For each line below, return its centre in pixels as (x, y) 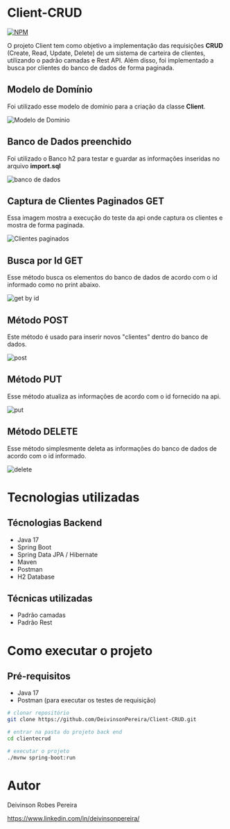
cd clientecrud (29, 739)
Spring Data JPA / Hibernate (57, 554)
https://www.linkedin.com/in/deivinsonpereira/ (73, 818)
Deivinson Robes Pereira (42, 805)
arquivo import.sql (34, 166)
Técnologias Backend (55, 523)
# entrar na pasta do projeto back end (65, 732)
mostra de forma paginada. (46, 225)
